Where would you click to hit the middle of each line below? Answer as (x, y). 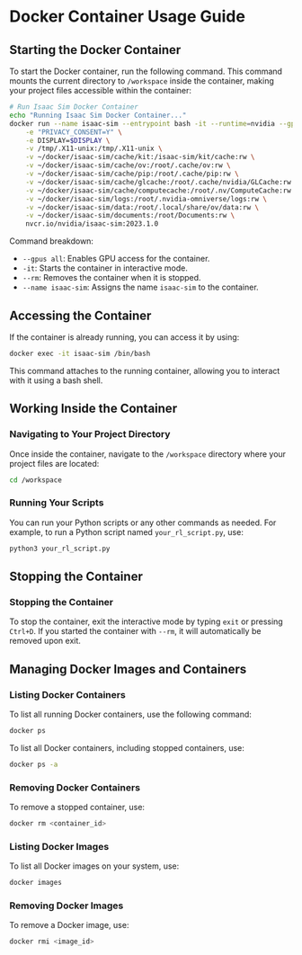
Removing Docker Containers (75, 787)
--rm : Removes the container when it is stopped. (111, 278)
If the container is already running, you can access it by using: (124, 337)
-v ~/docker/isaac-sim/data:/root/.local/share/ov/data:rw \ (142, 207)
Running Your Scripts (57, 503)
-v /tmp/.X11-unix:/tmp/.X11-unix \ (94, 149)
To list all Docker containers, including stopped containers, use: (127, 747)
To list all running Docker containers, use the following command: (130, 714)
